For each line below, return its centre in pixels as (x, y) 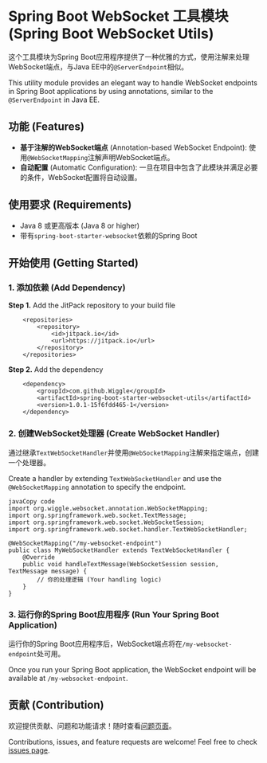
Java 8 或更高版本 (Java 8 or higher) (80, 225)
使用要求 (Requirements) (70, 205)
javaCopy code (32, 501)
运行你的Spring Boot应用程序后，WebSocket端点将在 (95, 644)
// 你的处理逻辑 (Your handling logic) (99, 579)
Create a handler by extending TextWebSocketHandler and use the (115, 478)
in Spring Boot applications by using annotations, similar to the (111, 91)
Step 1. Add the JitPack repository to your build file (92, 305)
